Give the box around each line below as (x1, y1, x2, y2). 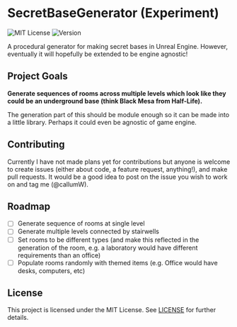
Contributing (7, 138, 65, 150)
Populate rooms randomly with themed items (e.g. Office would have (17, 258, 218, 267)
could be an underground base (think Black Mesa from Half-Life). (7, 96, 203, 105)
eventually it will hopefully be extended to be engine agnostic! (7, 50, 188, 58)
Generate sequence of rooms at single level (17, 219, 145, 228)
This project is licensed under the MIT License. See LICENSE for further (7, 306, 216, 314)
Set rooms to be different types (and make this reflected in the (17, 235, 200, 244)
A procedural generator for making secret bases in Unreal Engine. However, (7, 42, 229, 50)
